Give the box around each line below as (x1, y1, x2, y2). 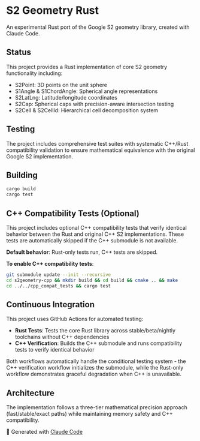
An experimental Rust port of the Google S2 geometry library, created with (6, 23, 190, 31)
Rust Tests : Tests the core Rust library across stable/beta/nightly (14, 327, 175, 334)
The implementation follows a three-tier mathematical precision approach (6, 404, 187, 411)
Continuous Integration (6, 299, 95, 310)
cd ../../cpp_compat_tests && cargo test (6, 283, 111, 289)
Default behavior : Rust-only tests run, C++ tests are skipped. (6, 248, 157, 256)
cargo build (6, 186, 36, 192)
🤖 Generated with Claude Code (6, 428, 83, 436)
